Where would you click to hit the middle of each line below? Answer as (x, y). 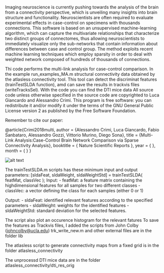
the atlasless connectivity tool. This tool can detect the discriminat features (81, 79)
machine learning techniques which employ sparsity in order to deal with (79, 54)
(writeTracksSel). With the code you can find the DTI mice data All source (79, 90)
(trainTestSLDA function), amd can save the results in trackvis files (72, 85)
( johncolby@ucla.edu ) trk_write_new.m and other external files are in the (79, 230)
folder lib (14, 236)
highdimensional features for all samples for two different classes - (73, 185)
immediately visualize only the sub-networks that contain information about (82, 44)
